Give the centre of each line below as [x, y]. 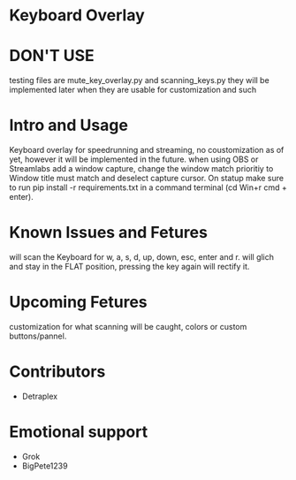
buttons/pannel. [38, 336]
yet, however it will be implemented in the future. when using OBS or [134, 159]
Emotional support [79, 432]
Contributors [57, 372]
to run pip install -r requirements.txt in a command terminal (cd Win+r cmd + [148, 187]
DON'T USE [52, 56]
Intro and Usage [68, 126]
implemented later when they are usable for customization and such [133, 90]
